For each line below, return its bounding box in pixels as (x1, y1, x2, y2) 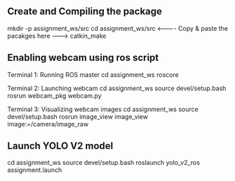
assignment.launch (7, 166, 62, 174)
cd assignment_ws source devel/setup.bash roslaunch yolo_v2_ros (7, 159, 200, 167)
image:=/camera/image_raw (7, 120, 89, 128)
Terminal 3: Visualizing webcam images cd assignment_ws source (7, 105, 199, 113)
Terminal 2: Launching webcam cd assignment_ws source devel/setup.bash (7, 84, 227, 92)
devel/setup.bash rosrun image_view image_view (7, 112, 149, 121)
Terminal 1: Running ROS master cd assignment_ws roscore (7, 70, 179, 79)
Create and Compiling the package (7, 6, 163, 17)
